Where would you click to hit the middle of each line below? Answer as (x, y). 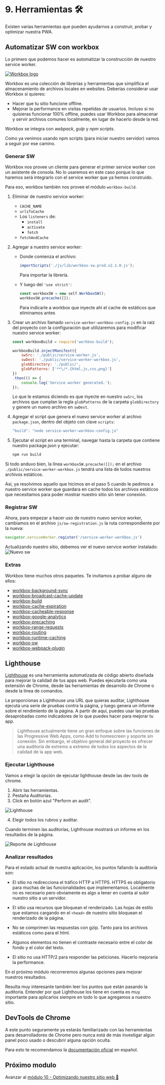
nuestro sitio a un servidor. (39, 898)
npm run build (27, 455)
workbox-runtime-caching (39, 637)
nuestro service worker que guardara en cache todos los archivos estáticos (82, 489)
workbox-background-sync (40, 590)
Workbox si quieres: (25, 94)
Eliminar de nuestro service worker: (48, 197)
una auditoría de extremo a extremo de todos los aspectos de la (82, 747)
